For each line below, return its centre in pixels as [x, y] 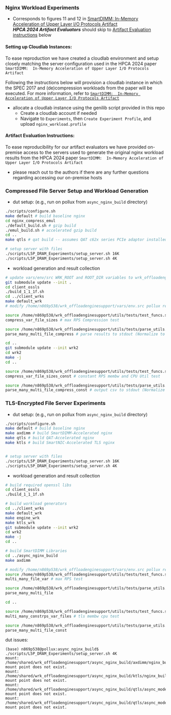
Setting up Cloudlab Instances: [39, 46]
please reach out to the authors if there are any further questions [81, 172]
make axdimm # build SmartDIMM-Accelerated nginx [59, 433]
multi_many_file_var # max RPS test [44, 579]
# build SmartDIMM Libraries [36, 551]
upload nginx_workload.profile [53, 124]
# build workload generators [36, 504]
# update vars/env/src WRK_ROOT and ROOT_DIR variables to [69, 277]
